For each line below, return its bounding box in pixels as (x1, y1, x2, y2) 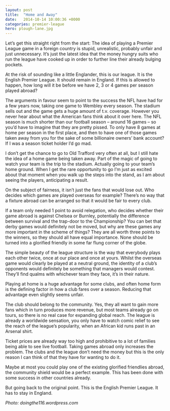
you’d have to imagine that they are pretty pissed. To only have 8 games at (5, 125, 161, 131)
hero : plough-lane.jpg (5, 26, 53, 31)
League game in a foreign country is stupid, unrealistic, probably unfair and (5, 46, 162, 52)
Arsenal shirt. (5, 328, 33, 335)
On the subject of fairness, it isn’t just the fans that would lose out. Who (5, 187, 154, 193)
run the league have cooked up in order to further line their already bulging (5, 56, 161, 62)
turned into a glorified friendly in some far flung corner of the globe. (5, 240, 147, 246)
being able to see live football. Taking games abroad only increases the (5, 344, 154, 350)
